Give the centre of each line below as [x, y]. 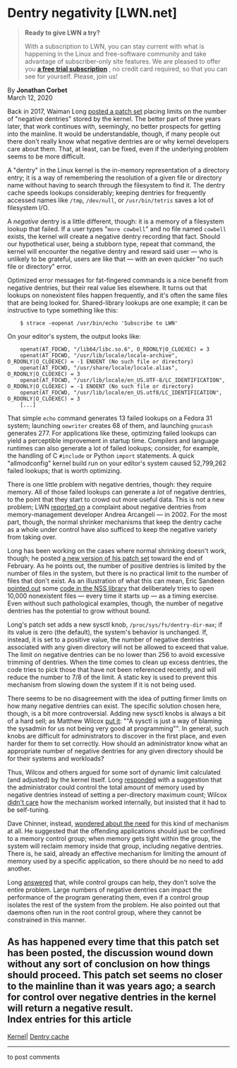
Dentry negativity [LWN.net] [92, 13]
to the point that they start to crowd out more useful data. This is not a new [116, 499]
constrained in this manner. [47, 919]
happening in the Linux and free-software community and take [115, 54]
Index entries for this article [69, 1020]
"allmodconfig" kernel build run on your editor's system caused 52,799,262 [117, 463]
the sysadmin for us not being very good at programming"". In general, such [118, 728]
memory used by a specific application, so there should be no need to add [115, 861]
